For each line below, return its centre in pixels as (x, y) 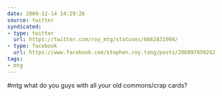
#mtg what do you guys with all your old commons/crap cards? (97, 85)
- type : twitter (31, 33)
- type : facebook (32, 46)
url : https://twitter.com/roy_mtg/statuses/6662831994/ (96, 40)
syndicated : (24, 26)
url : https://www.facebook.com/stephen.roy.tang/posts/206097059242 (114, 53)
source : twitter (31, 20)
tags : (15, 59)
